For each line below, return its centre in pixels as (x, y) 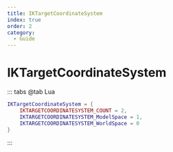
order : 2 (20, 26)
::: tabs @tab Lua (31, 92)
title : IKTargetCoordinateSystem (55, 13)
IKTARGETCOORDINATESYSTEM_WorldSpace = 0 (79, 123)
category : (21, 33)
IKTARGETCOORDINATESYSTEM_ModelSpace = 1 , (81, 117)
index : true (24, 20)
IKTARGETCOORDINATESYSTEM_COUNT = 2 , (73, 110)
